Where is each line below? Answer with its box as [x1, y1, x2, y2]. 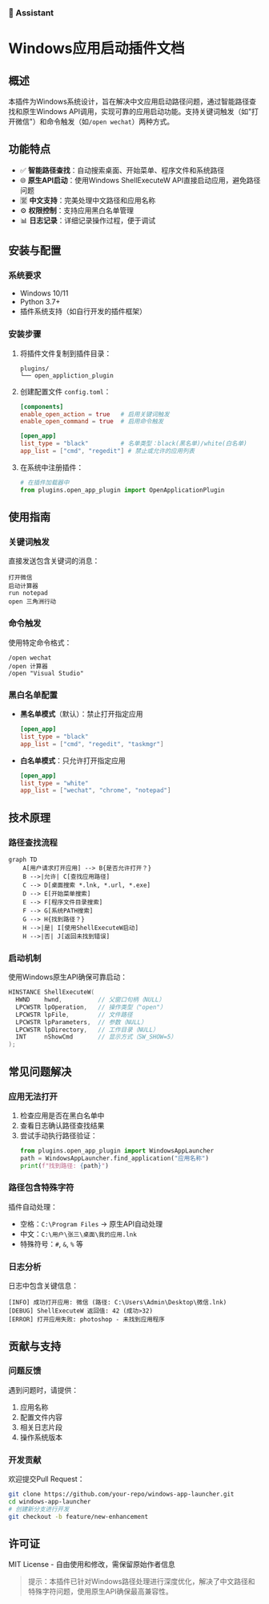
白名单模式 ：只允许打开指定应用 [19, 755, 126, 765]
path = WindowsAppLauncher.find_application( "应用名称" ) [19, 1154, 210, 1162]
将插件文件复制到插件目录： [19, 349, 112, 358]
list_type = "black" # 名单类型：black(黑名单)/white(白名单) [19, 439, 247, 448]
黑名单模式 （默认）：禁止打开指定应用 [19, 709, 143, 718]
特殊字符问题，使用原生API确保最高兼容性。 [27, 1586, 174, 1597]
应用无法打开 [8, 1091, 58, 1102]
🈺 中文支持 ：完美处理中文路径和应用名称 [19, 195, 156, 205]
